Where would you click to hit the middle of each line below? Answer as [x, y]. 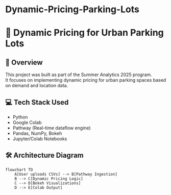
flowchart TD [19, 169]
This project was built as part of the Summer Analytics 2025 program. [79, 75]
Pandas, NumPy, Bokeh [37, 133]
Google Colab [27, 123]
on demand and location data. [37, 86]
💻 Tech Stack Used [37, 102]
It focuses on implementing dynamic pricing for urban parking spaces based [86, 80]
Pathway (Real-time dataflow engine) [52, 128]
